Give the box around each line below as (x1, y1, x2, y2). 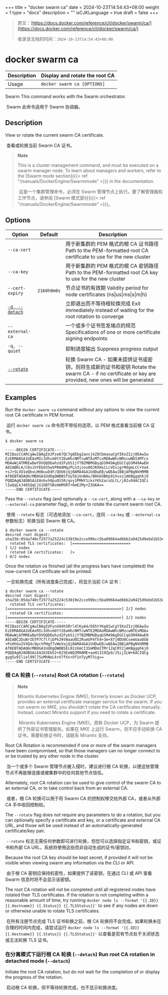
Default (39, 231, 58, 238)
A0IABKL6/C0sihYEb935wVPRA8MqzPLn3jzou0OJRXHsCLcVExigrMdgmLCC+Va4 (5, 465, 149, 470)
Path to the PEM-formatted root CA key (65, 269, 158, 276)
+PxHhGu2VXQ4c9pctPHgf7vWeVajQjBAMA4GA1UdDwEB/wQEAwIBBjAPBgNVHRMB (5, 642, 149, 647)
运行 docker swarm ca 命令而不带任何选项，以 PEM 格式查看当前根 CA (6, 422, 149, 429)
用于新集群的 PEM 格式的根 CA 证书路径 (65, 240, 159, 247)
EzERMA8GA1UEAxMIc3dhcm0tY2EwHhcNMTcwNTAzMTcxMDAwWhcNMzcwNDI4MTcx (5, 456, 149, 461)
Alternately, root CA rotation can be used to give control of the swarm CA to (5, 779, 161, 785)
